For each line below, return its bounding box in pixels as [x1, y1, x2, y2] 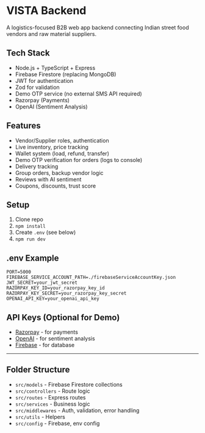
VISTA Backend [6, 4, 87, 18]
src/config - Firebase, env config [15, 420, 100, 427]
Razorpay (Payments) [15, 96, 70, 104]
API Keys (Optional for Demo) [6, 312, 120, 323]
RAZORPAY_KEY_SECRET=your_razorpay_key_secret [6, 290, 127, 297]
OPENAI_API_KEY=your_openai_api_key [6, 296, 99, 302]
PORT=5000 [6, 269, 32, 275]
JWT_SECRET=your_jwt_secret [6, 280, 78, 286]
